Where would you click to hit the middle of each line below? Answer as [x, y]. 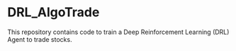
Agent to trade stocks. [40, 39]
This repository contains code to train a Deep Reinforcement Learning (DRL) [118, 32]
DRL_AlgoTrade [54, 12]
